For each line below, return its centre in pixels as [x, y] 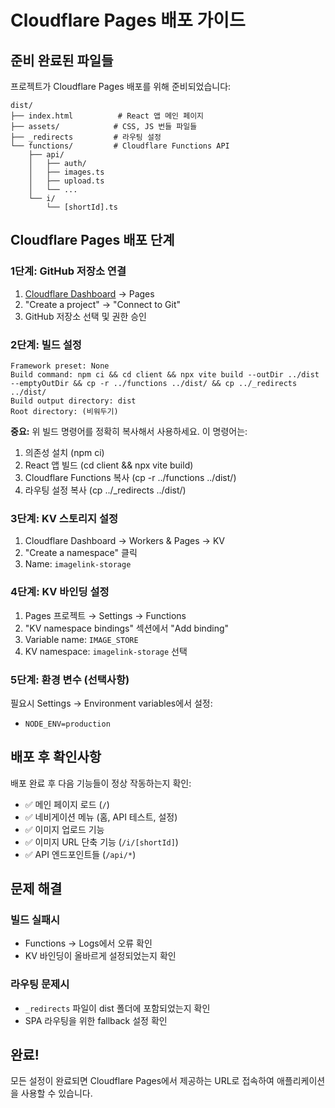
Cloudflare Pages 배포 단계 [92, 240]
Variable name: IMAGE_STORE [81, 639]
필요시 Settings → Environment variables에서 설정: [111, 703]
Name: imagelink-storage [78, 564]
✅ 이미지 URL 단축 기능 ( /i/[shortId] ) [101, 842]
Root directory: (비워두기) [64, 411]
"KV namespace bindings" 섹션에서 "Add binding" [127, 628]
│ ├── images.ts [66, 172]
